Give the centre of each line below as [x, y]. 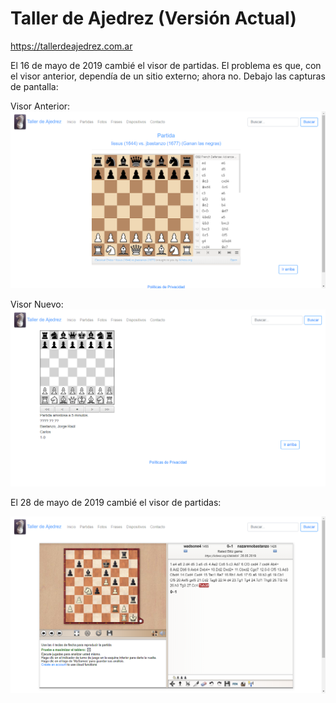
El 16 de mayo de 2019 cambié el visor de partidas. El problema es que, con [166, 65]
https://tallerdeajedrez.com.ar [71, 46]
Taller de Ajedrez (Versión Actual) [153, 18]
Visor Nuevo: [37, 304]
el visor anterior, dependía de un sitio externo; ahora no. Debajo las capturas [168, 76]
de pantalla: [34, 86]
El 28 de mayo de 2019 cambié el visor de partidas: [116, 502]
